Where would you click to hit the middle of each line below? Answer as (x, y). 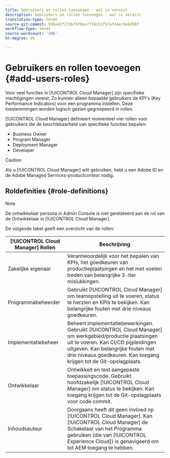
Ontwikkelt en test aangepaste (104, 370)
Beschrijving (115, 244)
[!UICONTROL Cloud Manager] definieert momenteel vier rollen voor (76, 119)
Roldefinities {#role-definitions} (57, 191)
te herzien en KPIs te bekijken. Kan (109, 302)
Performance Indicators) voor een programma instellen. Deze (69, 103)
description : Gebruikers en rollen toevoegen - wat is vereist (73, 15)
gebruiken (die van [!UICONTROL (107, 435)
